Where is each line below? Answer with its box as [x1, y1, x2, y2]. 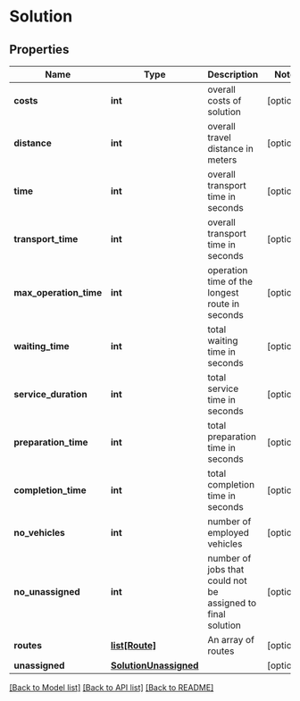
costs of [207, 95, 242, 106]
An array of [207, 634, 254, 646]
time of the [207, 275, 253, 288]
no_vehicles [13, 527, 65, 538]
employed [207, 527, 250, 538]
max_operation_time [13, 287, 103, 298]
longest [207, 287, 239, 298]
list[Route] [110, 639, 157, 651]
